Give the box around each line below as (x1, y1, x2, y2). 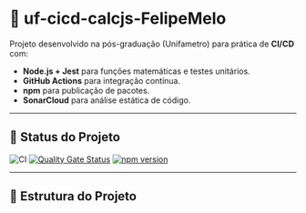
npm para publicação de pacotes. (22, 85, 150, 96)
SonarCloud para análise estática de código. (22, 95, 191, 106)
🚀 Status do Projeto (9, 129, 121, 145)
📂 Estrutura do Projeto (9, 188, 137, 204)
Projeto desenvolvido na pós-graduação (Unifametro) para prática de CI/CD (9, 38, 294, 49)
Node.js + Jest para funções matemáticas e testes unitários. (22, 66, 250, 76)
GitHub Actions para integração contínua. (22, 75, 180, 86)
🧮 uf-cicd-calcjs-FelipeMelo (9, 8, 227, 29)
